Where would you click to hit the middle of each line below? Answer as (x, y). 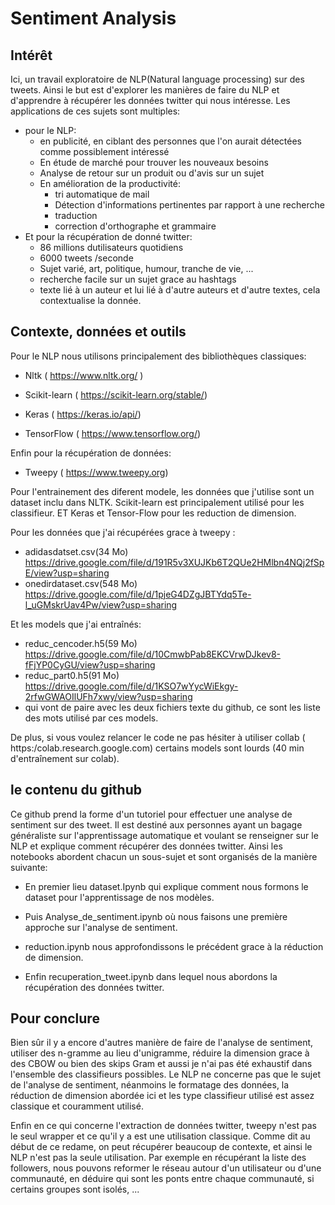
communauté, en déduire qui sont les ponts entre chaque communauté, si (162, 1179)
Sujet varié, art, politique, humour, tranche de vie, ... (146, 268)
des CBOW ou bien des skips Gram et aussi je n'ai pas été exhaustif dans (161, 1064)
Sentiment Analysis (93, 18)
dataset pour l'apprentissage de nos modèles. (119, 897)
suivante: (29, 867)
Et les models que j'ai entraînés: (76, 624)
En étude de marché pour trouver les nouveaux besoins (154, 162)
